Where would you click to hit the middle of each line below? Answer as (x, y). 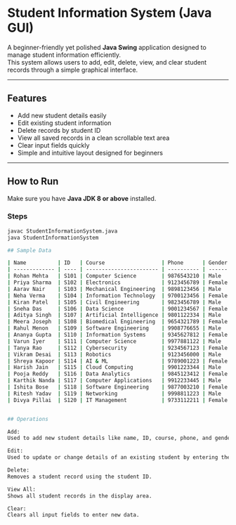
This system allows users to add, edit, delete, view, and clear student (107, 62)
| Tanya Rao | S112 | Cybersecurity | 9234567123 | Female (118, 348)
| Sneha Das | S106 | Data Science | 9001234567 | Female (118, 309)
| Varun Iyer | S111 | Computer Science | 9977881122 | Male (114, 341)
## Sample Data (29, 250)
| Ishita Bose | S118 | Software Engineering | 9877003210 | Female (118, 387)
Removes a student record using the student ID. (80, 477)
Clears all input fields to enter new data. (73, 515)
